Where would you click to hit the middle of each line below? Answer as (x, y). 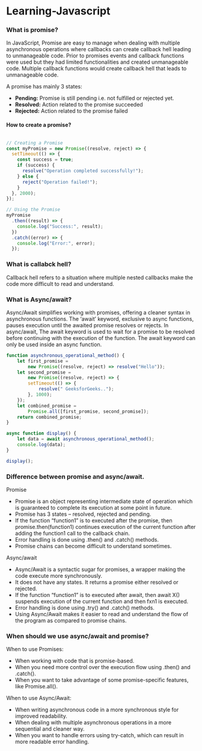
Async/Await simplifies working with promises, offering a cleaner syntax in (98, 312)
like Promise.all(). (36, 687)
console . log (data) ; (41, 445)
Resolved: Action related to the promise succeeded (79, 105)
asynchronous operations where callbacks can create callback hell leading (99, 49)
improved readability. (41, 716)
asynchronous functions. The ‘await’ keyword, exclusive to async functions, (100, 319)
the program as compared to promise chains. (71, 620)
